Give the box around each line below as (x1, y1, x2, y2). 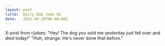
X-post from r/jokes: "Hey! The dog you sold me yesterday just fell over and (5, 30, 161, 36)
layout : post (5, 7, 32, 12)
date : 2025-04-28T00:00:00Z (5, 16, 68, 21)
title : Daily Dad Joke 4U (5, 12, 61, 17)
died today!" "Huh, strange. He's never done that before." (5, 35, 123, 41)
